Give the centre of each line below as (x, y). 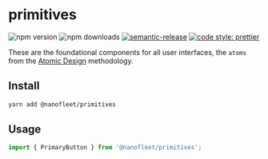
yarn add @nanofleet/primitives (62, 104)
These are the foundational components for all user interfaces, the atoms (127, 52)
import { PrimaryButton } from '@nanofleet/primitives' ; (105, 148)
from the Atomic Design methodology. (71, 61)
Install (24, 86)
